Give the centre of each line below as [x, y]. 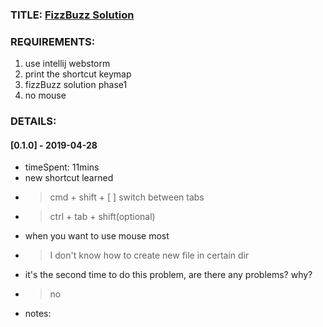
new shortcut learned [69, 178]
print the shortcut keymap [78, 74]
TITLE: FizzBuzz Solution [72, 15]
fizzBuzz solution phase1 [76, 85]
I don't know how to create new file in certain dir [149, 255]
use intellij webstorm [67, 64]
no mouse [45, 95]
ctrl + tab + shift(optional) [102, 217]
